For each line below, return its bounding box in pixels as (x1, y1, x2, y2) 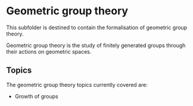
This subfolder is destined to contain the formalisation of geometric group (6, 24, 188, 31)
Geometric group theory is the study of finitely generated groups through (6, 42, 186, 49)
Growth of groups (14, 92, 58, 99)
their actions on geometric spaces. (6, 48, 92, 55)
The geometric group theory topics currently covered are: (6, 81, 148, 88)
